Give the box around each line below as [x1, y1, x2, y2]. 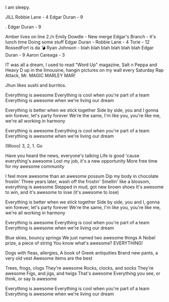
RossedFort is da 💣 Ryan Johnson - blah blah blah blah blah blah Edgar [5, 45, 154, 51]
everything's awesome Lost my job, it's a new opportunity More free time [5, 158, 158, 164]
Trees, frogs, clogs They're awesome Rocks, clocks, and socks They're [5, 265, 154, 271]
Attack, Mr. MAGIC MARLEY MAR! [5, 73, 76, 78]
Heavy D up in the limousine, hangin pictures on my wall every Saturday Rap [5, 67, 164, 73]
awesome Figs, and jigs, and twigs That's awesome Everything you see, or [5, 270, 160, 276]
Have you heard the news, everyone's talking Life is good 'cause [5, 153, 140, 159]
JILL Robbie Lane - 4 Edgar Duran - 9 [5, 14, 83, 20]
